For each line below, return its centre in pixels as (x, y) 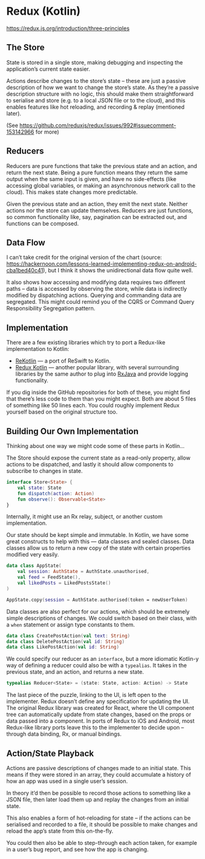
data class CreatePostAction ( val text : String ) (68, 636)
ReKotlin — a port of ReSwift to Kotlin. (63, 361)
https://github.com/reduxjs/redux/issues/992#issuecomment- (98, 125)
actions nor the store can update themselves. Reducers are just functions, (100, 210)
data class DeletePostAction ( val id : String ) (65, 641)
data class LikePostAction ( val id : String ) (63, 647)
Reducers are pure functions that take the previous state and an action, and (102, 166)
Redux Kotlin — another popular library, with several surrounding (97, 368)
